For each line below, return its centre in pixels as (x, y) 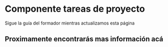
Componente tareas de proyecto (75, 9)
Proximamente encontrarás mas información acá (84, 39)
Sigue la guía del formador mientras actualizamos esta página (70, 23)
